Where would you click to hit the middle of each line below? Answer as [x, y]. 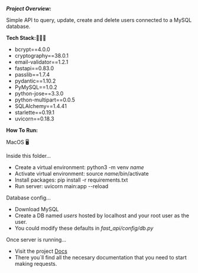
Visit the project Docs [41, 251]
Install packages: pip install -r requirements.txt [71, 180]
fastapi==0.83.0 [34, 68]
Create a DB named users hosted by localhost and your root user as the [102, 215]
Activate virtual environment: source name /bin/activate [82, 174]
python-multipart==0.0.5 [45, 100]
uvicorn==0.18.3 [34, 119]
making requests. [36, 264]
